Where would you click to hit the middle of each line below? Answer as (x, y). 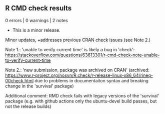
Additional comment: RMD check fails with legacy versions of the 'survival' (82, 95)
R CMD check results (38, 8)
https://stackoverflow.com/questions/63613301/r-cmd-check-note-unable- (82, 55)
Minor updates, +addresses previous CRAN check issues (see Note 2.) (78, 40)
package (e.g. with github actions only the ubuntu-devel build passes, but (81, 101)
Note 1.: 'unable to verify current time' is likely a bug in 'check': (70, 49)
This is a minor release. (36, 30)
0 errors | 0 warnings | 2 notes (37, 20)
